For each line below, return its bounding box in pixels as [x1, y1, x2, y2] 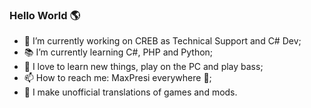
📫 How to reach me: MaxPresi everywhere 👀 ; [23, 72, 212, 84]
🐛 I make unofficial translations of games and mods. [23, 86, 238, 98]
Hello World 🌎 [9, 8, 81, 22]
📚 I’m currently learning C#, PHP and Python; [23, 46, 214, 58]
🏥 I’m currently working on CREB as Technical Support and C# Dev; [23, 35, 302, 47]
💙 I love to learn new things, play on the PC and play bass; [23, 61, 264, 73]
